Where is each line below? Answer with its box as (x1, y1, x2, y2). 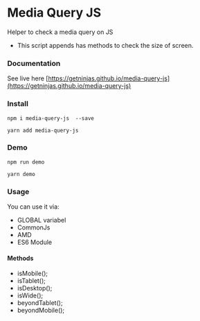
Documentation (7, 58, 61, 68)
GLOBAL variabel (17, 216, 66, 225)
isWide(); (17, 291, 44, 300)
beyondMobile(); (17, 306, 65, 315)
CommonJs (17, 223, 51, 232)
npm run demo (7, 158, 45, 166)
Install (7, 99, 29, 109)
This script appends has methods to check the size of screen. (17, 41, 194, 49)
